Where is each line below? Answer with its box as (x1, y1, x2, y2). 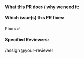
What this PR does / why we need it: (5, 4, 80, 10)
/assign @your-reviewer (5, 47, 54, 53)
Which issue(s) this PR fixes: (5, 15, 65, 21)
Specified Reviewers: (5, 37, 50, 43)
